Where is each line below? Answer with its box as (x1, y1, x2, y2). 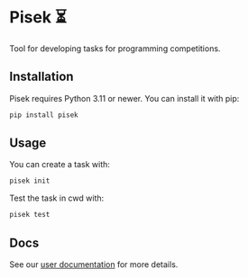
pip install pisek (9, 110, 78, 120)
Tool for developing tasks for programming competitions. (9, 42, 221, 54)
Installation (9, 69, 74, 85)
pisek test (9, 211, 51, 220)
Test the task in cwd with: (9, 193, 105, 203)
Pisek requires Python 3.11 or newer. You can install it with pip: (9, 93, 240, 103)
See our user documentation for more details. (9, 259, 179, 270)
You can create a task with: (9, 159, 111, 170)
